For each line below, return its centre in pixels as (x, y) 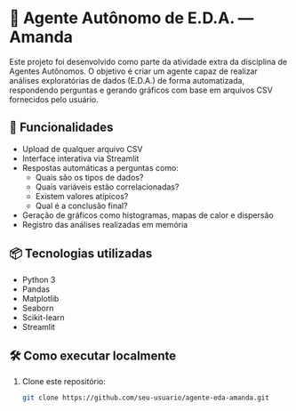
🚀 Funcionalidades (61, 128)
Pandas (36, 289)
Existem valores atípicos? (82, 196)
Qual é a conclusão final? (81, 205)
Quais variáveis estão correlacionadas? (107, 187)
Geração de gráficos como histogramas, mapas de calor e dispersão (148, 215)
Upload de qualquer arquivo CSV (83, 149)
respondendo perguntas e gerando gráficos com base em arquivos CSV (141, 90)
